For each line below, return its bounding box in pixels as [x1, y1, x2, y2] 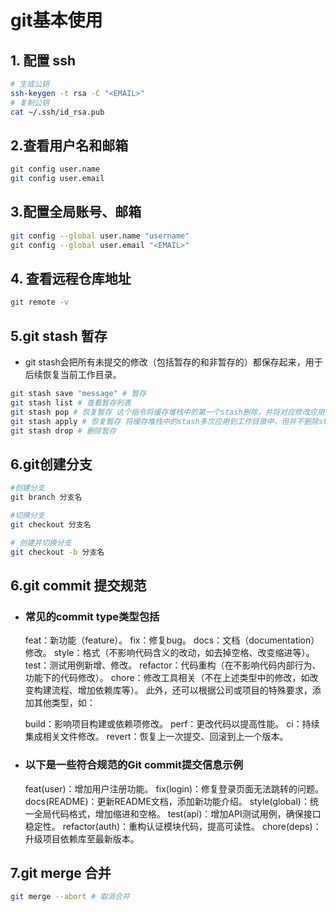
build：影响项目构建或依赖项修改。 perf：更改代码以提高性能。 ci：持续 [24, 718, 320, 730]
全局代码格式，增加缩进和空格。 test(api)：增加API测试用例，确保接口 [33, 807, 322, 820]
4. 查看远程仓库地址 [10, 271, 132, 288]
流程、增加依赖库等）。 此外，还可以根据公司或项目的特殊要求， [51, 684, 313, 696]
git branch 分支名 [10, 492, 83, 503]
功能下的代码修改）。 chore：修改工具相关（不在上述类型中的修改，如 [24, 672, 310, 684]
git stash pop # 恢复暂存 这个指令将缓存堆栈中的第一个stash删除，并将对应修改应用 [10, 407, 325, 417]
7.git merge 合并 [10, 864, 112, 881]
